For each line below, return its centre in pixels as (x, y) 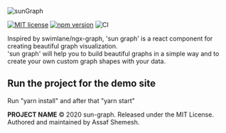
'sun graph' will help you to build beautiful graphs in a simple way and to (113, 54)
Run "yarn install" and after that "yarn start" (71, 100)
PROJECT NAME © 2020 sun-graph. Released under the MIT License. (111, 115)
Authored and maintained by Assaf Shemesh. (74, 122)
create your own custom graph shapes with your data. (86, 61)
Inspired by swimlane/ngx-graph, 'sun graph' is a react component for (110, 38)
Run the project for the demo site (82, 84)
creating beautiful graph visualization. (63, 46)
